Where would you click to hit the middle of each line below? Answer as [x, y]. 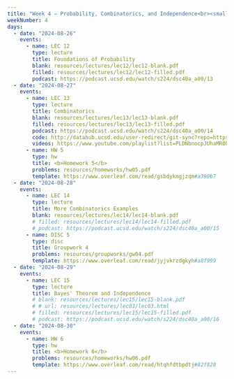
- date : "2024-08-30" [45, 326]
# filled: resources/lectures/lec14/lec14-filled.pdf [112, 222]
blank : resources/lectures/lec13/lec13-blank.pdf [106, 117]
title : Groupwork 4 [61, 248]
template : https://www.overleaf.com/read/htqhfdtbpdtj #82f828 [124, 365]
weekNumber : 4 [28, 20]
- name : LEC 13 [48, 99]
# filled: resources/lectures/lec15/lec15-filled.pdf [112, 313]
